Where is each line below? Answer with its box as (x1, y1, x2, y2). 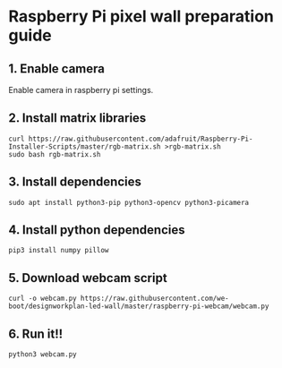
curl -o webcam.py (8, 294, 77, 304)
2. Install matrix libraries (8, 110, 147, 126)
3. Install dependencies (8, 175, 142, 190)
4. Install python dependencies (8, 222, 185, 238)
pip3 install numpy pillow (8, 246, 109, 255)
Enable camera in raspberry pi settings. (8, 85, 154, 95)
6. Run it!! (8, 326, 64, 341)
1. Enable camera (8, 61, 105, 76)
